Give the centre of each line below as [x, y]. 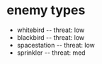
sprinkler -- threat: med [51, 53]
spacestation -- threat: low [56, 45]
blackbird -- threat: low [51, 37]
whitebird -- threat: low [51, 30]
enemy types [46, 10]
